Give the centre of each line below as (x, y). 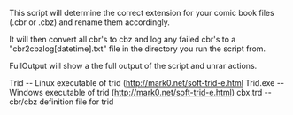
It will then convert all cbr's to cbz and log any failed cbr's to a (123, 39)
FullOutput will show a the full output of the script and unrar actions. (133, 66)
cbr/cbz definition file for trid (62, 102)
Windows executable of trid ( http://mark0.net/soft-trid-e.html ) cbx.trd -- (140, 92)
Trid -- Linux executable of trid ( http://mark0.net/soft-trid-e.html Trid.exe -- (147, 83)
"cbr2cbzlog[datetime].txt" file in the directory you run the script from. (138, 49)
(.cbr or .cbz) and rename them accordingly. (90, 22)
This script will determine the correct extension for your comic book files (142, 13)
